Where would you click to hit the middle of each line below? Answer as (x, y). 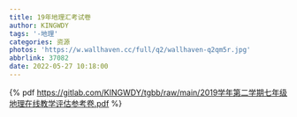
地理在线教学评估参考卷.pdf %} (66, 103)
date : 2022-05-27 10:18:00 (59, 67)
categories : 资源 (40, 42)
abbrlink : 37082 (39, 58)
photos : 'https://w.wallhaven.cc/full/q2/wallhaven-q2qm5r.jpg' (130, 50)
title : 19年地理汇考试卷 (50, 17)
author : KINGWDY (39, 26)
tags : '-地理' (34, 33)
